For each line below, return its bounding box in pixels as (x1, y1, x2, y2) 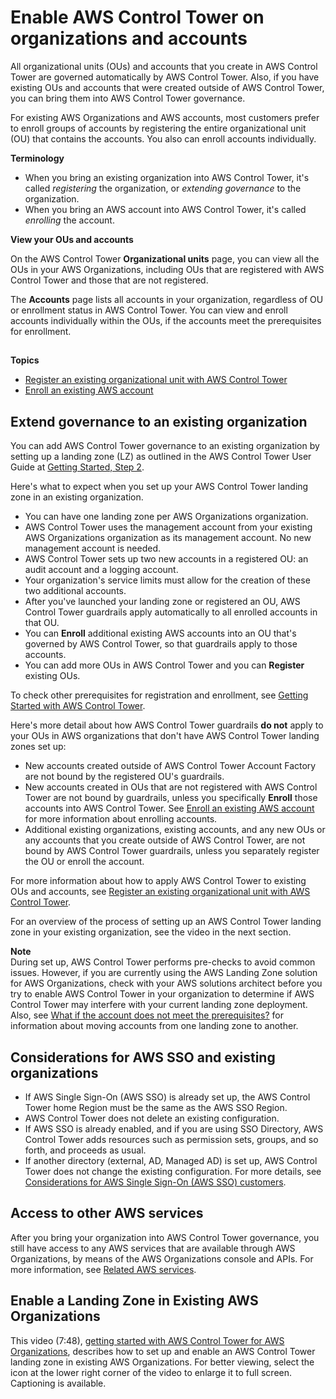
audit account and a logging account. (24, 564, 179, 576)
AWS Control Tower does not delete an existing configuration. (24, 1112, 280, 1124)
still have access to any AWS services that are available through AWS (10, 1242, 296, 1254)
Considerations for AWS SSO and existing (10, 1049, 276, 1066)
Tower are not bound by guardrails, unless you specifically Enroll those (24, 792, 318, 804)
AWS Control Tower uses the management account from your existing (24, 521, 313, 533)
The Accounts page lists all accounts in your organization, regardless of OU (10, 293, 324, 305)
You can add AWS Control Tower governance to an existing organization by (10, 440, 320, 452)
